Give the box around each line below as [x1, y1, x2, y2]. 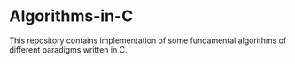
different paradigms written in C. [9, 44, 128, 54]
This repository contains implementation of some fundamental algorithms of [9, 35, 287, 46]
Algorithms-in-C [9, 6, 134, 26]
